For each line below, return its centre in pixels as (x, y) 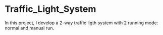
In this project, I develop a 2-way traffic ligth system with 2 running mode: (82, 23)
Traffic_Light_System (50, 9)
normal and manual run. (29, 28)
